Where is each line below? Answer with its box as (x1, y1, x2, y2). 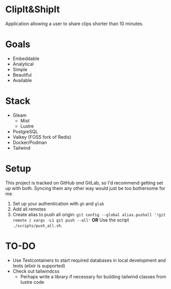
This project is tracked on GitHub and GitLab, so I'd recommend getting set (5, 179, 163, 185)
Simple (12, 66, 28, 72)
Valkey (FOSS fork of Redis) (12, 134, 71, 140)
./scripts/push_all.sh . (12, 222, 63, 229)
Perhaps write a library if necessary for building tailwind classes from (20, 273, 166, 280)
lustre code (20, 279, 44, 285)
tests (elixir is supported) (12, 262, 65, 269)
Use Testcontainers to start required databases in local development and (12, 257, 166, 263)
